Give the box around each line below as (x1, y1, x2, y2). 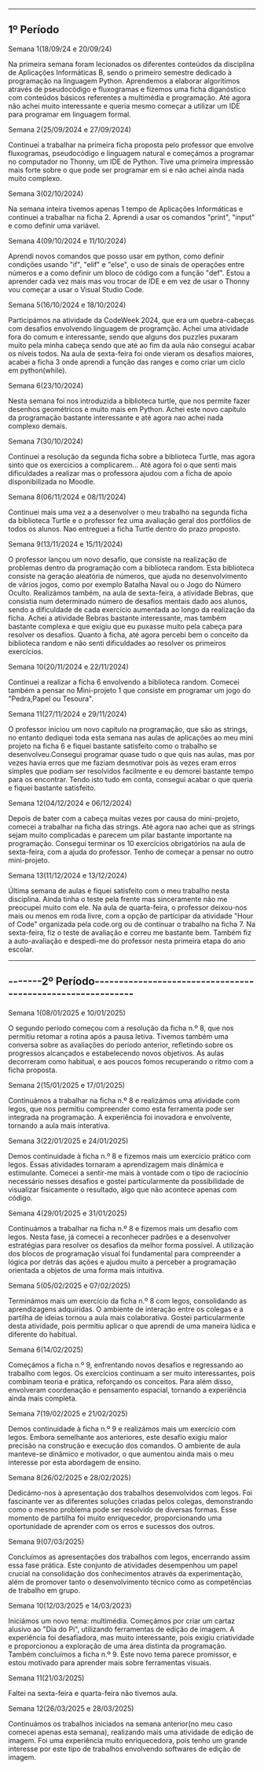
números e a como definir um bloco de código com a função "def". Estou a (8, 268, 251, 277)
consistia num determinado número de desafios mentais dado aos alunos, (8, 596, 247, 606)
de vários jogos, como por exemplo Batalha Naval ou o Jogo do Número (8, 580, 242, 589)
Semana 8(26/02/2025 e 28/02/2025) (8, 1472, 132, 1482)
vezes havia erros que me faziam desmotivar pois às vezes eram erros (8, 758, 237, 767)
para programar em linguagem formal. (8, 109, 131, 119)
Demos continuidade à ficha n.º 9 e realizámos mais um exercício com (8, 1423, 236, 1434)
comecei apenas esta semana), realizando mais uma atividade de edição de (8, 1727, 254, 1737)
